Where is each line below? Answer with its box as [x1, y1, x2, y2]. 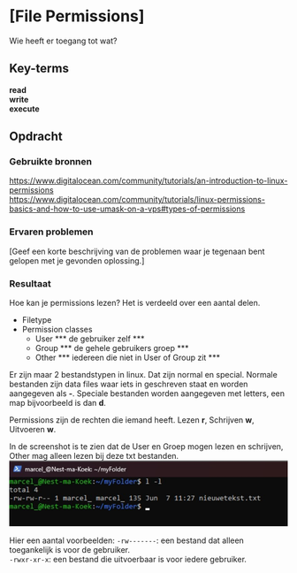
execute [9, 103, 40, 114]
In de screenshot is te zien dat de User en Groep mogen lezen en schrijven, [9, 441, 284, 452]
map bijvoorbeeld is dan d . [9, 398, 106, 409]
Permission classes [21, 325, 93, 335]
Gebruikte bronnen [9, 156, 93, 168]
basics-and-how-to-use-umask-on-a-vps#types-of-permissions [9, 203, 246, 214]
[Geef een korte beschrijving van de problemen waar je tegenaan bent [9, 246, 265, 256]
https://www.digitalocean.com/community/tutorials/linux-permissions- [9, 195, 265, 205]
